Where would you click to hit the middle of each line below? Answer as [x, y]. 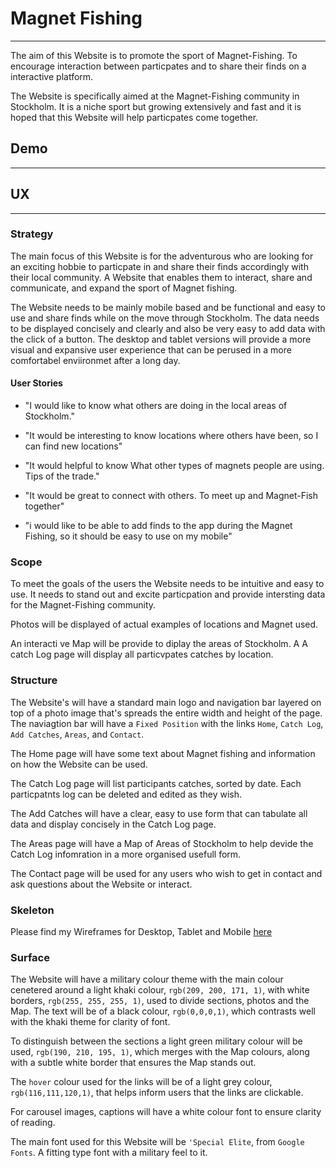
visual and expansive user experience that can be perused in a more [151, 349]
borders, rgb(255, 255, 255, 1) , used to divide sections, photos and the [160, 1001]
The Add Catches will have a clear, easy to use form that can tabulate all [159, 813]
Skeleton [32, 910]
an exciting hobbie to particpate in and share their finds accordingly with [159, 266]
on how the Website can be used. [79, 764]
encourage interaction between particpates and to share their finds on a [158, 66]
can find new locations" [73, 446]
